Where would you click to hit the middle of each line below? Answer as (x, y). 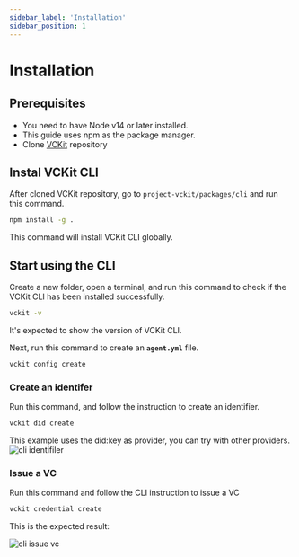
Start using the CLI (62, 265)
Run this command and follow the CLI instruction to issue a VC (124, 493)
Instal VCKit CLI (54, 172)
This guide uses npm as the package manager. (109, 135)
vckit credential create (56, 509)
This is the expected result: (60, 526)
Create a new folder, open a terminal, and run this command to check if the (148, 287)
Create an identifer (51, 387)
